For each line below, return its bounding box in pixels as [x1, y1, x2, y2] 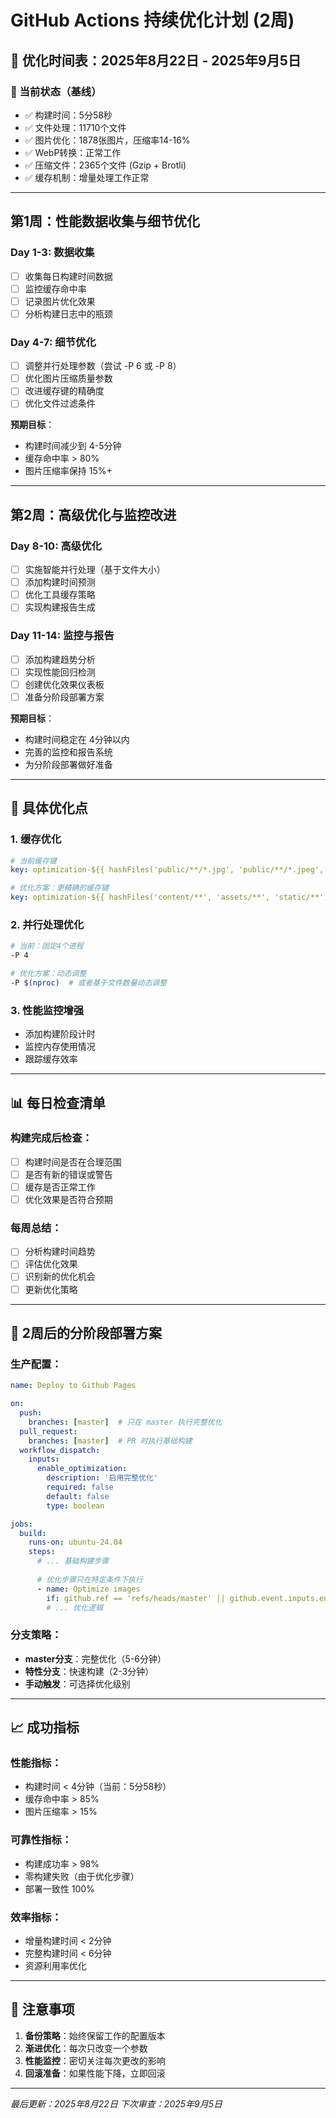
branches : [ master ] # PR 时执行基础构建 [28, 1436, 193, 1446]
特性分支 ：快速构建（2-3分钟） [24, 1665, 155, 1677]
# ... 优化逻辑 [46, 1602, 103, 1613]
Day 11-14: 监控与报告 [10, 629, 115, 643]
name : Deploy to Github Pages [10, 1381, 137, 1391]
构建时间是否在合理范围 [24, 1156, 122, 1168]
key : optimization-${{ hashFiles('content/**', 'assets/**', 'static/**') [10, 892, 329, 903]
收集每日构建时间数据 [24, 270, 113, 282]
